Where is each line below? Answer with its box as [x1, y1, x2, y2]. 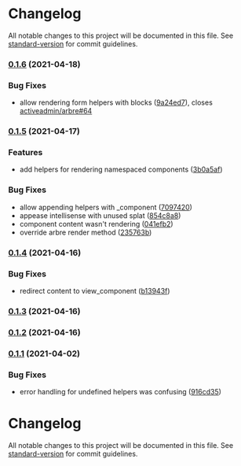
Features [8, 147, 43, 157]
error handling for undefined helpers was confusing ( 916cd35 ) [19, 386, 222, 396]
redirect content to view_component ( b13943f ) [19, 286, 170, 295]
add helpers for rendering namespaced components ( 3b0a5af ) [19, 165, 223, 174]
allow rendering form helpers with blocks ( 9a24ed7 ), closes [19, 98, 214, 107]
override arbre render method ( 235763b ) [19, 227, 152, 237]
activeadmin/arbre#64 [19, 106, 93, 116]
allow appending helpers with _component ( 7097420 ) [19, 202, 192, 212]
